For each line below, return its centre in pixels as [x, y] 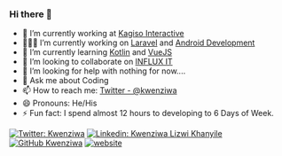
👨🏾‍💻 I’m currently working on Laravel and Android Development [138, 43]
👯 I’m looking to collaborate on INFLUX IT [97, 62]
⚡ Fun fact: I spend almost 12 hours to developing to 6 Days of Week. [148, 113]
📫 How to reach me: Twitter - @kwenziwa [99, 90]
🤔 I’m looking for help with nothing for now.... [104, 71]
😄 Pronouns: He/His [59, 103]
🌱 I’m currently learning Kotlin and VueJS [97, 52]
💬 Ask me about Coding [65, 81]
